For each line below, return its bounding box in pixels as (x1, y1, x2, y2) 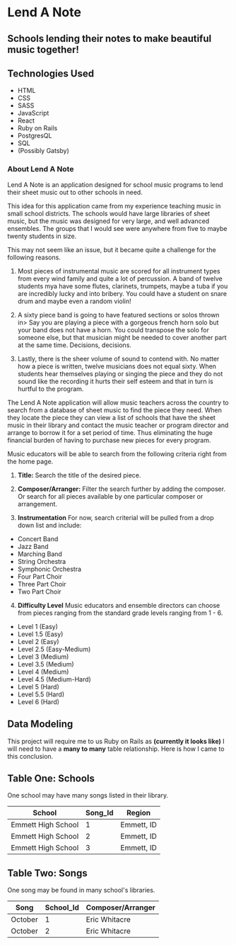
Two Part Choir (17, 587, 61, 596)
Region (126, 808, 151, 818)
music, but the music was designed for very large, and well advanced (7, 217, 210, 225)
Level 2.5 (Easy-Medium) (17, 645, 91, 653)
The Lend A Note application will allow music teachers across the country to (7, 398, 229, 407)
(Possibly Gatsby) (17, 147, 69, 155)
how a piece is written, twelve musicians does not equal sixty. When (17, 362, 217, 370)
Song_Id (85, 808, 114, 818)
